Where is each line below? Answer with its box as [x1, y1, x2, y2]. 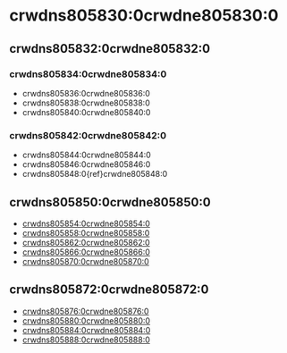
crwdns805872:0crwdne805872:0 [9, 282, 209, 298]
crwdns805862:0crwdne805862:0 [21, 237, 150, 248]
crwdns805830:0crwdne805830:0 [9, 5, 279, 26]
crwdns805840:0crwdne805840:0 [21, 106, 151, 117]
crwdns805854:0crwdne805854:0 [21, 218, 150, 229]
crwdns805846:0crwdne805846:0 [21, 159, 151, 170]
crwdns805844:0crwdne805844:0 [21, 149, 152, 161]
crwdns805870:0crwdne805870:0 [21, 256, 149, 266]
